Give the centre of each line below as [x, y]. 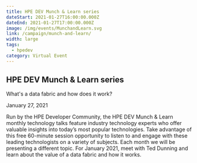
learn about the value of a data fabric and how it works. [74, 155]
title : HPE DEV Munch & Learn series [53, 12]
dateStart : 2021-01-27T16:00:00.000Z [53, 17]
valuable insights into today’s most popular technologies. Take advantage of [99, 130]
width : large [22, 39]
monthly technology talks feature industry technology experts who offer [94, 123]
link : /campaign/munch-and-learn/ [49, 34]
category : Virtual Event [37, 56]
